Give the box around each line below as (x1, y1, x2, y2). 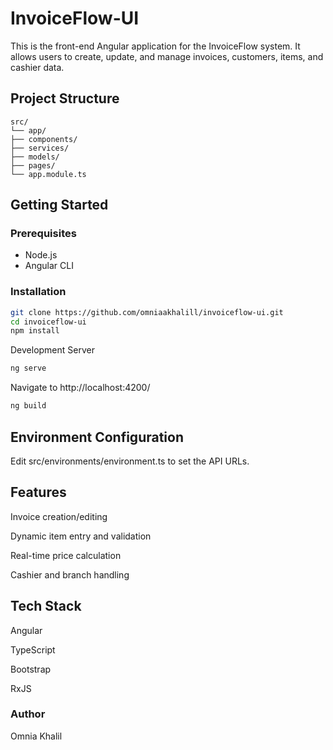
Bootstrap (10, 663, 52, 675)
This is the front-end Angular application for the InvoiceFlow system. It (10, 40, 301, 52)
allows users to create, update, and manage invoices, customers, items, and (10, 50, 324, 62)
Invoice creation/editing (10, 510, 108, 522)
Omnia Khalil (10, 730, 63, 742)
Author (10, 707, 46, 721)
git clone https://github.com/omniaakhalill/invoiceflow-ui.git (10, 307, 284, 317)
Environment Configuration (10, 428, 184, 446)
